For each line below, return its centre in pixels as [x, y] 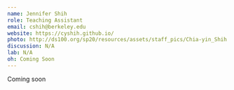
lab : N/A [20, 53]
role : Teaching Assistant [45, 20]
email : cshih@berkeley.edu [47, 27]
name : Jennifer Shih [37, 14]
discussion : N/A [31, 46]
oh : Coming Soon [31, 59]
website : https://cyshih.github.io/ [61, 33]
